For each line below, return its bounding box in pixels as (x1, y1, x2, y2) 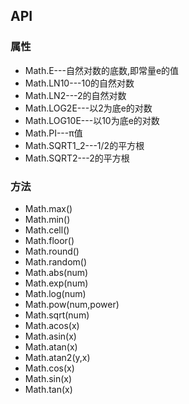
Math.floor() (24, 234, 75, 246)
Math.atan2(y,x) (24, 351, 91, 363)
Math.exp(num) (24, 277, 89, 289)
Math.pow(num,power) (24, 298, 120, 310)
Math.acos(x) (24, 319, 80, 331)
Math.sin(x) (24, 372, 73, 384)
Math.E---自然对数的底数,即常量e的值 (24, 64, 180, 76)
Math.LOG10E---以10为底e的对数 (24, 114, 160, 126)
